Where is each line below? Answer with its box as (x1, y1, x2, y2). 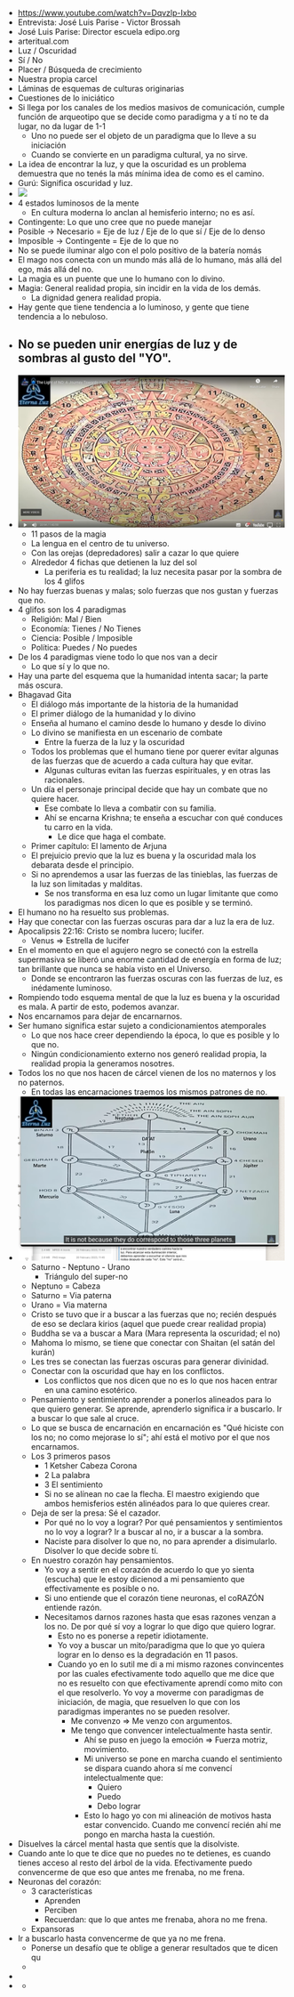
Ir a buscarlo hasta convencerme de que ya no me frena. (17, 1933, 226, 1944)
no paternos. (17, 1077, 65, 1088)
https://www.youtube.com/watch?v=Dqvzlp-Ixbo (17, 8, 197, 18)
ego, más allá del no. (17, 264, 94, 274)
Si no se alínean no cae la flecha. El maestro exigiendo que (44, 1489, 260, 1500)
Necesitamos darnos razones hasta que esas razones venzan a (44, 1612, 277, 1622)
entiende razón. (44, 1602, 102, 1613)
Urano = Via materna (30, 1299, 108, 1311)
